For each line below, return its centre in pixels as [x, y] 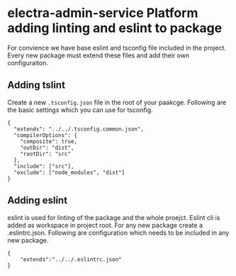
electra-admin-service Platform [103, 13]
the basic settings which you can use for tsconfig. [80, 110]
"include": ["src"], [44, 166]
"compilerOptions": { [46, 135]
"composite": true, [49, 141]
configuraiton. [28, 62]
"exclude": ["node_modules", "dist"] [69, 172]
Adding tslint [36, 85]
